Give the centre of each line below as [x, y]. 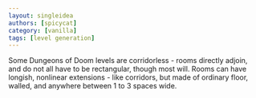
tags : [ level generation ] [51, 38]
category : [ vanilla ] [43, 30]
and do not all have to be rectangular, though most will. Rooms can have [128, 69]
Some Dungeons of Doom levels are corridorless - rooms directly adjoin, [128, 61]
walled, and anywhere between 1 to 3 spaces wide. [93, 86]
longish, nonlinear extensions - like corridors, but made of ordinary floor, [128, 77]
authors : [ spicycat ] [43, 23]
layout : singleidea [41, 16]
